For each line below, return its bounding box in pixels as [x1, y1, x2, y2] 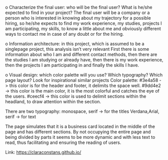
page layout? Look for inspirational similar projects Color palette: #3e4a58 [5, 77, 158, 83]
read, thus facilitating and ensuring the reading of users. [5, 139, 121, 145]
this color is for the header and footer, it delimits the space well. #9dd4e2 [9, 83, 161, 89]
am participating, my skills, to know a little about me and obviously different [5, 26, 161, 32]
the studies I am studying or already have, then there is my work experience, [5, 57, 163, 62]
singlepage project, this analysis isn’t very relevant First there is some [5, 46, 149, 52]
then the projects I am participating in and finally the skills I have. [5, 62, 139, 68]
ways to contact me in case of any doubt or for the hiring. [5, 31, 124, 37]
